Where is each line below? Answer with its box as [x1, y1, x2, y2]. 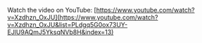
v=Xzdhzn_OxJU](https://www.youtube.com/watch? [7, 13, 158, 21]
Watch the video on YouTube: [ [7, 6, 96, 14]
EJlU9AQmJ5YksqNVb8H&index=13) [7, 28, 114, 36]
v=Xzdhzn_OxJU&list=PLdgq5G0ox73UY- [7, 21, 128, 28]
